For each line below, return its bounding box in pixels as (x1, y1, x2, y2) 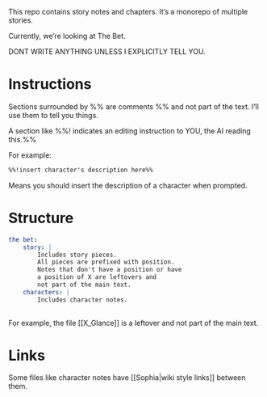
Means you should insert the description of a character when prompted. (8, 180, 248, 190)
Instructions (8, 75, 92, 94)
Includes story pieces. (37, 251, 117, 259)
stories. (8, 15, 34, 25)
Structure (8, 209, 74, 227)
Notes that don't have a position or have (37, 266, 182, 274)
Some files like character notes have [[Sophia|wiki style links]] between (8, 373, 246, 382)
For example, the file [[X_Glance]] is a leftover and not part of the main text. (8, 318, 259, 327)
